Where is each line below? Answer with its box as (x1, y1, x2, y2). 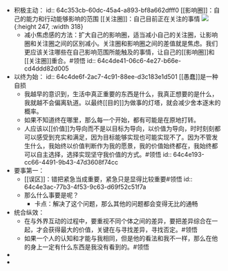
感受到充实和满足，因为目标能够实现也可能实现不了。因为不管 (36, 133, 212, 141)
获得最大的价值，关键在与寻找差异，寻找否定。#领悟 (48, 225, 198, 234)
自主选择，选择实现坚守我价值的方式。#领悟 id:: (36, 151, 172, 158)
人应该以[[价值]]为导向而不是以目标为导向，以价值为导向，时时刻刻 (23, 124, 216, 133)
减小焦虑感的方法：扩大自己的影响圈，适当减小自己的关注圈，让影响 (23, 30, 218, 39)
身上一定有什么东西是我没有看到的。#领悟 (30, 243, 150, 251)
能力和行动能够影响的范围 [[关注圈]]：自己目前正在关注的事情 (26, 15, 200, 23)
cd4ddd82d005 (23, 64, 69, 73)
